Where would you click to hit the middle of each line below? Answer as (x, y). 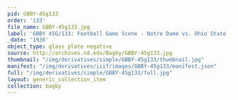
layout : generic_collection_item (57, 79)
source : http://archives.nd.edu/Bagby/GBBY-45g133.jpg (90, 54)
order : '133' (27, 20)
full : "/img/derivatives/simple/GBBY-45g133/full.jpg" (90, 73)
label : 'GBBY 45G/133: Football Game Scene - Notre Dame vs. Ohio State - (120, 33)
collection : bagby (34, 86)
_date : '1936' (28, 40)
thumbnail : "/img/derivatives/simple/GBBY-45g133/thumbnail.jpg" (106, 60)
